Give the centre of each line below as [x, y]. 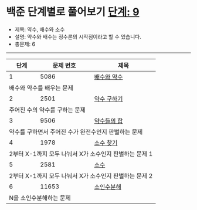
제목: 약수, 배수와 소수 [40, 29]
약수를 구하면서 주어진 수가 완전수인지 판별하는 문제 [76, 131]
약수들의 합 [108, 121]
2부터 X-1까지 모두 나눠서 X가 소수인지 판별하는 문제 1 [81, 154]
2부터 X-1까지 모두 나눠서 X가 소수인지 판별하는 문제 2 [81, 175]
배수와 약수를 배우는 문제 [41, 87]
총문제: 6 [25, 44]
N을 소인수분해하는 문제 [40, 198]
